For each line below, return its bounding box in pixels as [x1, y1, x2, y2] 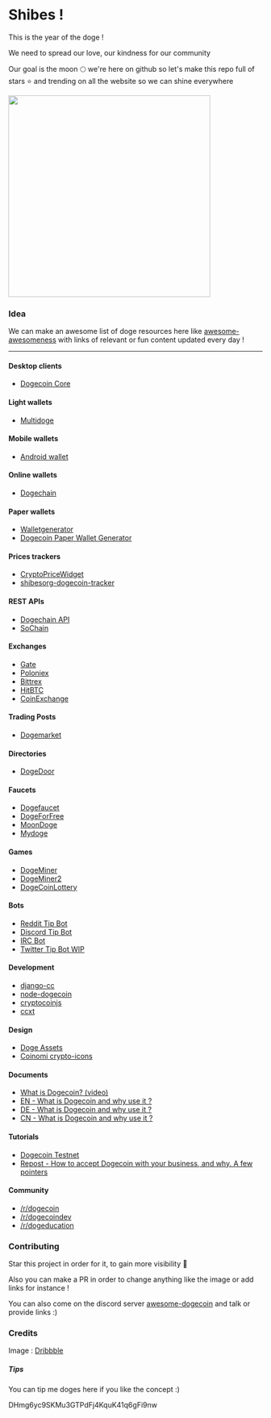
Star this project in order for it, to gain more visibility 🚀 [8, 1259, 188, 1269]
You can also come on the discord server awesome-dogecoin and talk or [8, 1299, 251, 1308]
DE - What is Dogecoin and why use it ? [19, 1105, 152, 1115]
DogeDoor [19, 766, 55, 776]
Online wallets [8, 470, 58, 480]
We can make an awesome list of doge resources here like [8, 327, 202, 336]
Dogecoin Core [19, 379, 71, 389]
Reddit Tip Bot [19, 918, 68, 928]
